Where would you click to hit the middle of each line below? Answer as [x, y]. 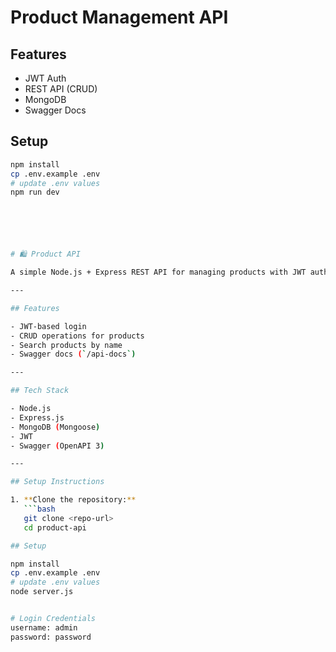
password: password [51, 637]
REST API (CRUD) [61, 89]
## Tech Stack [40, 391]
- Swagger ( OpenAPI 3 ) [57, 446]
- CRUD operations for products [77, 336]
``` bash [39, 509]
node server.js [42, 592]
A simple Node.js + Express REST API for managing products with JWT [158, 272]
